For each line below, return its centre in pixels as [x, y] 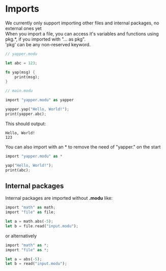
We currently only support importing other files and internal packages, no [82, 23]
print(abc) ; [18, 170]
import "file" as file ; [31, 212]
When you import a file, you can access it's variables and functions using [82, 34]
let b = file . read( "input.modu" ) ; [42, 226]
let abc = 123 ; [21, 63]
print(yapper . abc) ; [26, 114]
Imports [22, 9]
